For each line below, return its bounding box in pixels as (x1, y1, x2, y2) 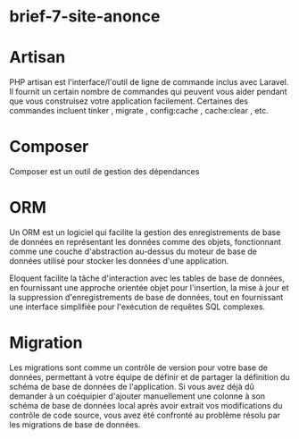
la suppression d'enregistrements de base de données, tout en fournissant (9, 292, 284, 302)
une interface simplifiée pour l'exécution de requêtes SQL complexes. (9, 301, 266, 312)
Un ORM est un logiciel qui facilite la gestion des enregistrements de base (9, 227, 281, 238)
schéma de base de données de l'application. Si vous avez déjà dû (9, 381, 254, 392)
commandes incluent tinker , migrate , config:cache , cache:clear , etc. (9, 106, 270, 116)
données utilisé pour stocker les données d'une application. (9, 256, 229, 266)
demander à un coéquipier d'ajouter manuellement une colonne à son (9, 391, 266, 401)
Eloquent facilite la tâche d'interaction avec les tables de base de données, (9, 273, 286, 283)
